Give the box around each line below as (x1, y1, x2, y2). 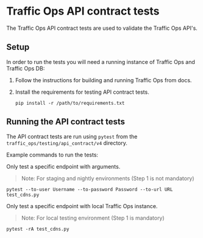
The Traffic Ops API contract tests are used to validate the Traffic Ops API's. (6, 24, 198, 32)
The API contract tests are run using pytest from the (6, 133, 138, 140)
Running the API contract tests (6, 117, 126, 127)
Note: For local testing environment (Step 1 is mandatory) (21, 214, 165, 222)
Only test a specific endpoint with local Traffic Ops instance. (6, 202, 158, 209)
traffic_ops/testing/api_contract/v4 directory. (6, 139, 128, 147)
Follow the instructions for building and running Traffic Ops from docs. (15, 76, 192, 83)
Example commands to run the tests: (6, 151, 99, 158)
